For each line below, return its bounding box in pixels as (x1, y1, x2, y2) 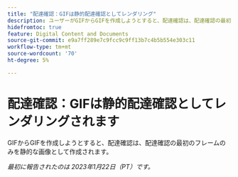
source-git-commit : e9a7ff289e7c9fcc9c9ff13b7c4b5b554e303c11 (7, 37, 195, 44)
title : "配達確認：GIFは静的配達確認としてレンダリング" (7, 10, 157, 18)
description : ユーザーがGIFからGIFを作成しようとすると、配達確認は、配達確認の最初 (7, 17, 232, 24)
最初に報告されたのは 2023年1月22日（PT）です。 (7, 162, 154, 171)
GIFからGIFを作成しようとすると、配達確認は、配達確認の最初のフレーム (7, 138, 220, 146)
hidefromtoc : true (7, 23, 62, 31)
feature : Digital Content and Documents (7, 30, 129, 38)
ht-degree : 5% (7, 57, 50, 64)
